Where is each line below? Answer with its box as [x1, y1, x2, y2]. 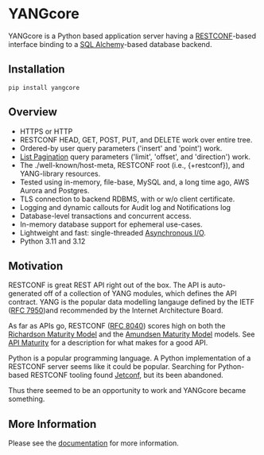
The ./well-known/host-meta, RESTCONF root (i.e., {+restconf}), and [19, 160, 245, 169]
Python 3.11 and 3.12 [19, 236, 86, 246]
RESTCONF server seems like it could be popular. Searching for [8, 362, 216, 371]
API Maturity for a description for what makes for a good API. [8, 338, 208, 348]
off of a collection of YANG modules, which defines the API [43, 289, 237, 298]
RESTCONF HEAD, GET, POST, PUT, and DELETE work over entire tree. [19, 134, 253, 144]
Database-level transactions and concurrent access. [19, 211, 192, 220]
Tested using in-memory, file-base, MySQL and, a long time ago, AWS [19, 177, 250, 187]
